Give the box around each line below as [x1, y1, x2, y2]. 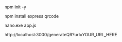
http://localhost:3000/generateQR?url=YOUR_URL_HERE [4, 32, 118, 37]
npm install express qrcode [4, 13, 59, 19]
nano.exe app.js [4, 22, 36, 28]
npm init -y [4, 4, 26, 10]
